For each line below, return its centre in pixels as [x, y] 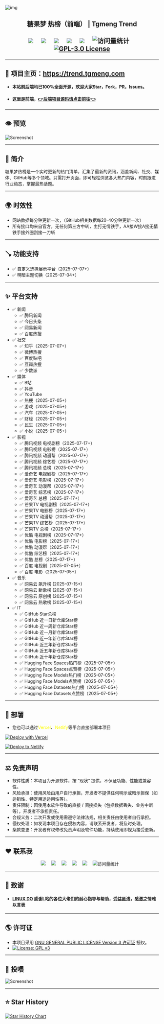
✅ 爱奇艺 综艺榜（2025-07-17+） [53, 492]
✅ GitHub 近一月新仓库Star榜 [49, 632]
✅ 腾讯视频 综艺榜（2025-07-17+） [55, 461]
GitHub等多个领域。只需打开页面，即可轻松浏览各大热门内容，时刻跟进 [85, 178]
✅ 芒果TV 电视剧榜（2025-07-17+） [56, 504]
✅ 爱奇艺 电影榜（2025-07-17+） [53, 480]
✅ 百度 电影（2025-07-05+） [49, 571]
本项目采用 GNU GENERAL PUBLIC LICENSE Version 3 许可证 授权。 [81, 943]
